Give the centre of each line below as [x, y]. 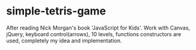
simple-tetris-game [56, 11]
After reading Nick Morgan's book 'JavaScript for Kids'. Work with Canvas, [98, 28]
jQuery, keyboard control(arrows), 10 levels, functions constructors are [94, 34]
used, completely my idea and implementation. [64, 40]
